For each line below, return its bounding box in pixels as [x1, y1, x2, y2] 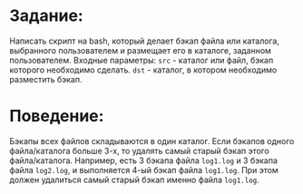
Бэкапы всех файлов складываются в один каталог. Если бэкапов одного [9, 135, 295, 146]
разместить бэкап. [9, 73, 83, 84]
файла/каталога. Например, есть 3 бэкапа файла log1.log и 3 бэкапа [9, 155, 279, 166]
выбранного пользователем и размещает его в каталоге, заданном [9, 44, 272, 55]
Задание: [9, 5, 83, 26]
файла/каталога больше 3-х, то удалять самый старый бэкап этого [9, 145, 269, 156]
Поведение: [9, 106, 104, 127]
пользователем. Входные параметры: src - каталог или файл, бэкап [9, 54, 274, 65]
